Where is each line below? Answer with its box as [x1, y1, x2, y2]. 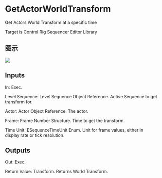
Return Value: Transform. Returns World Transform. [5, 169, 108, 175]
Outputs [5, 146, 31, 154]
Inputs [5, 71, 25, 80]
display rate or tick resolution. [5, 132, 65, 138]
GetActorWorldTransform [5, 3, 111, 15]
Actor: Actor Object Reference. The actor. [5, 108, 89, 114]
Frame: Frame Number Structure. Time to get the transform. [5, 118, 125, 124]
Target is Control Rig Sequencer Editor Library [5, 29, 97, 35]
